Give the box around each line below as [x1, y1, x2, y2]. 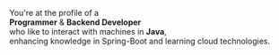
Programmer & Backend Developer [9, 17, 142, 27]
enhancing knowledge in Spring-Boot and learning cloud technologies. [9, 35, 271, 46]
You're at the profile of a [9, 8, 100, 18]
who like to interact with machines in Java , [9, 27, 168, 36]
